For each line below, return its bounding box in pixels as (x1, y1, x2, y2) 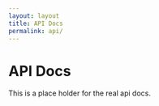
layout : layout (8, 11, 60, 20)
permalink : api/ (8, 27, 63, 35)
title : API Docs (8, 19, 63, 28)
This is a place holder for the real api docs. (8, 88, 152, 98)
